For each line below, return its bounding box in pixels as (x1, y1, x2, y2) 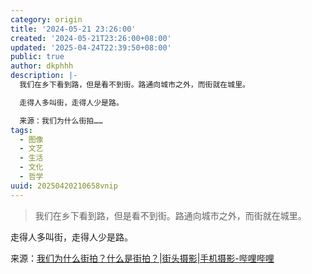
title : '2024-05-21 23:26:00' (10, 24, 137, 34)
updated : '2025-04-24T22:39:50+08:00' (10, 42, 172, 53)
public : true (10, 52, 65, 62)
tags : (10, 125, 33, 135)
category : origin (10, 14, 83, 25)
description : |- (10, 71, 78, 81)
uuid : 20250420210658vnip (10, 181, 118, 191)
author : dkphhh (10, 61, 74, 71)
